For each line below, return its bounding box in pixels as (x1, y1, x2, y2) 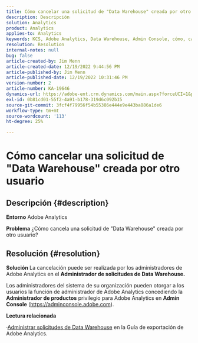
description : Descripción (6, 14, 70, 20)
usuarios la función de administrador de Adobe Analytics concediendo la (6, 288, 183, 295)
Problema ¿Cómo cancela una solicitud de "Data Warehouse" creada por (6, 225, 184, 232)
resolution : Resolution (6, 42, 65, 48)
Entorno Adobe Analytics (6, 213, 68, 221)
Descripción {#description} (6, 198, 109, 208)
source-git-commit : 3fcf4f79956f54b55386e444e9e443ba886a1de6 (6, 102, 162, 108)
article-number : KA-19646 (6, 86, 70, 92)
